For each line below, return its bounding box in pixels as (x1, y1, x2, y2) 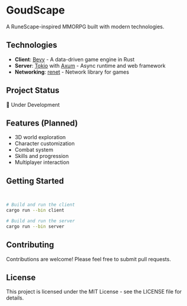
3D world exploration (14, 134, 66, 141)
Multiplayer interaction (14, 159, 70, 166)
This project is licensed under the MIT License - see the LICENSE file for (6, 288, 182, 295)
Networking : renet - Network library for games (14, 68, 130, 75)
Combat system (14, 146, 54, 153)
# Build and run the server (6, 218, 76, 224)
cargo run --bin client (6, 208, 65, 213)
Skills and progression (14, 153, 69, 160)
